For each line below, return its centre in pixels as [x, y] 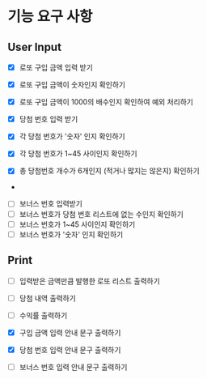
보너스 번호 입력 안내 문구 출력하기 [73, 367]
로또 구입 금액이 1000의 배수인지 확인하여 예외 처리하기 [106, 102]
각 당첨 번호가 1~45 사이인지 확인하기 [78, 154]
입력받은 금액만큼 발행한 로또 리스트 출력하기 [90, 281]
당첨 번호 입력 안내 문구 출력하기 [70, 350]
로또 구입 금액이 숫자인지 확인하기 [72, 85]
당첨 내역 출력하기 [47, 298]
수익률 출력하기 [43, 315]
